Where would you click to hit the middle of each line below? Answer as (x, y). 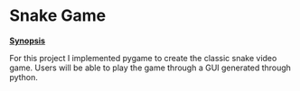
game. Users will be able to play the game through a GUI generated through (150, 68)
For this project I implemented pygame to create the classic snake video (143, 58)
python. (23, 77)
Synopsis (28, 41)
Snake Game (58, 16)
